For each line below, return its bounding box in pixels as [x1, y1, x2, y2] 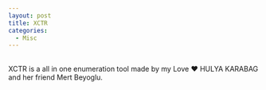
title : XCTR [8, 19, 48, 27]
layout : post [8, 11, 52, 20]
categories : [8, 26, 48, 34]
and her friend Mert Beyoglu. [8, 72, 104, 82]
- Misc [15, 33, 37, 42]
